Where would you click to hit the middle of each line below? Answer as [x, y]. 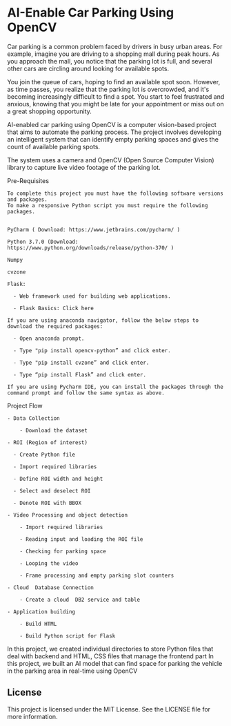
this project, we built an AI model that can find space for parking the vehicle [115, 663]
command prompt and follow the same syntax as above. [86, 393]
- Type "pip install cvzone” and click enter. [81, 363]
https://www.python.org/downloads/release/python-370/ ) [91, 248]
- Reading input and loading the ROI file [81, 539]
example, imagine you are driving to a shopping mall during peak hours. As [113, 54]
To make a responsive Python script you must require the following [108, 205]
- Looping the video [49, 563]
